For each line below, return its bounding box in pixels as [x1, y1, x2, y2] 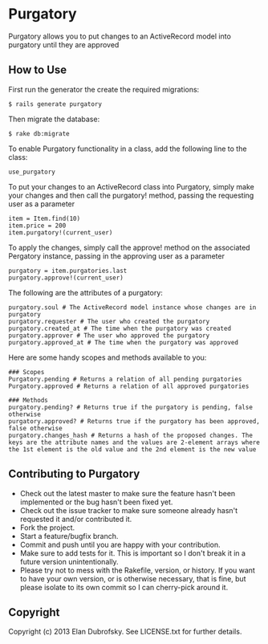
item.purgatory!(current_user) [8, 228, 113, 237]
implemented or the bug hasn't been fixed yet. [19, 497, 173, 507]
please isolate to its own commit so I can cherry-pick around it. [19, 582, 229, 592]
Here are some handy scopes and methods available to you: [8, 353, 207, 362]
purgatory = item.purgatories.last [8, 267, 128, 275]
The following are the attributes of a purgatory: [8, 287, 163, 297]
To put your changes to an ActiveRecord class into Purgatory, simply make [8, 181, 254, 191]
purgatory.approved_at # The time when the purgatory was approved [8, 338, 239, 346]
